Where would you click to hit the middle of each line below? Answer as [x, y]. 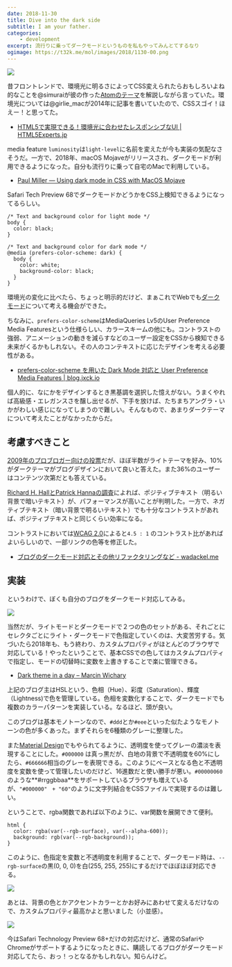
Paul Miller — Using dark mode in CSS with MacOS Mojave [101, 180]
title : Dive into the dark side [54, 20]
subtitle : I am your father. [49, 26]
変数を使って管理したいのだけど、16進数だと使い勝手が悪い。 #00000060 [121, 771]
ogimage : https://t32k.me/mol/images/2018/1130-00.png [88, 53]
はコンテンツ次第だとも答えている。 [59, 477]
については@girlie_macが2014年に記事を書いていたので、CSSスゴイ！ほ [122, 103]
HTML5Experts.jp [42, 134]
